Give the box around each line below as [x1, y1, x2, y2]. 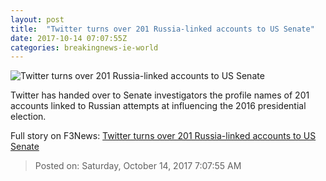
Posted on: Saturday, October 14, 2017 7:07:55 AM [34, 160, 242, 172]
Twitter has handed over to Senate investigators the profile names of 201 [10, 89, 310, 101]
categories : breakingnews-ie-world [10, 42, 159, 53]
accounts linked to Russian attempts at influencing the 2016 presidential [10, 100, 307, 112]
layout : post [10, 14, 65, 25]
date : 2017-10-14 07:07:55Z [10, 33, 128, 43]
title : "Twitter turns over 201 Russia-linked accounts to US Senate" [10, 24, 315, 34]
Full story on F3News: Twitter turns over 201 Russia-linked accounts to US [10, 130, 317, 142]
